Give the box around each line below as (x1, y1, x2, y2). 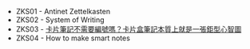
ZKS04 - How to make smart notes (15, 33, 130, 43)
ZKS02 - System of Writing (15, 15, 105, 24)
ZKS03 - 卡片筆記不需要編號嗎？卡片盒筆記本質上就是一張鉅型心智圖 (15, 24, 242, 34)
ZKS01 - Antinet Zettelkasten (15, 7, 110, 16)
